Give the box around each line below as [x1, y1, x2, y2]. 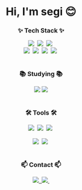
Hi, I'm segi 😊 [5, 5, 77, 19]
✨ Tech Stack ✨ [17, 27, 65, 35]
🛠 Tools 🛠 [25, 108, 57, 116]
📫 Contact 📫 [20, 160, 61, 169]
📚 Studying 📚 [19, 70, 63, 78]
